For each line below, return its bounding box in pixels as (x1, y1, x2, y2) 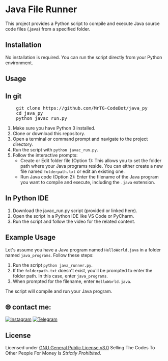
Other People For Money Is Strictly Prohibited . (5, 350, 102, 356)
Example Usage (5, 233, 56, 242)
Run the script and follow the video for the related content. (12, 218, 135, 224)
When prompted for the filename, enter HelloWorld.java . (12, 278, 131, 284)
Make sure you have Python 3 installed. (12, 125, 96, 131)
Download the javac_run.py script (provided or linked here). (12, 208, 137, 214)
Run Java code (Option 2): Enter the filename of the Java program (20, 173, 159, 179)
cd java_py (16, 110, 43, 116)
